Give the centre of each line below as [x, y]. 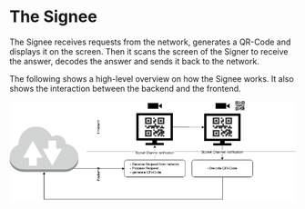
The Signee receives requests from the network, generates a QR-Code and [150, 42]
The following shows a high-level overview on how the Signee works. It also [152, 78]
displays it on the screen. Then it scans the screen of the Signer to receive [149, 51]
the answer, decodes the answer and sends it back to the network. [134, 61]
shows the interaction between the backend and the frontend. [125, 88]
